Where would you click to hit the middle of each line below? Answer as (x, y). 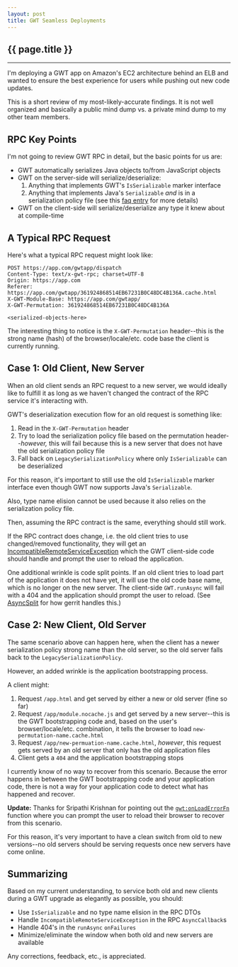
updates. (20, 88)
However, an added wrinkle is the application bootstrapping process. (108, 671)
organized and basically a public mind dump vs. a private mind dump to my (117, 109)
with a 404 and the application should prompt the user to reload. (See (109, 595)
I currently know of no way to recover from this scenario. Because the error (118, 771)
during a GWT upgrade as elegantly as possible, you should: (96, 899)
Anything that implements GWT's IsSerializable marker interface (125, 185)
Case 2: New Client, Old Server (77, 625)
